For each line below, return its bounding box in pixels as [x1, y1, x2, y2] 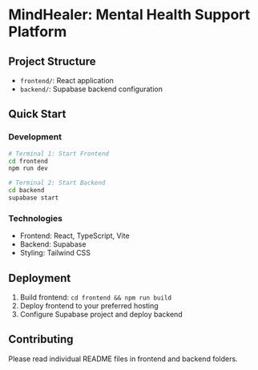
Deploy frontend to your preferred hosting [19, 301, 159, 311]
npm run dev [8, 164, 48, 173]
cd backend [8, 187, 45, 195]
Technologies [8, 212, 62, 223]
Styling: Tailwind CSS [19, 248, 91, 258]
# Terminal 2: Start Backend [8, 179, 106, 187]
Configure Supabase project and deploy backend [19, 310, 183, 320]
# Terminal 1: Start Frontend [8, 150, 110, 158]
